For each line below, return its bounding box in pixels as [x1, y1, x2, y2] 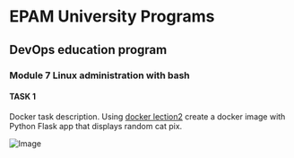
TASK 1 [9, 92, 36, 102]
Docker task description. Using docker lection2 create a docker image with [9, 110, 286, 122]
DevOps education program [9, 42, 168, 57]
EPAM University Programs [9, 6, 215, 27]
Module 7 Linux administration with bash [9, 69, 190, 82]
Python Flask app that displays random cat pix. [9, 120, 183, 131]
